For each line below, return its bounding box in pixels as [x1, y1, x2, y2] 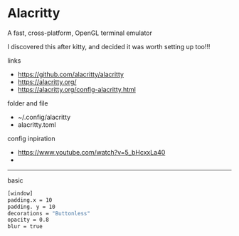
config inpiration [7, 134, 55, 143]
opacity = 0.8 [7, 216, 50, 224]
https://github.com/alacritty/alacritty [17, 70, 124, 78]
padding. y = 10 [7, 203, 55, 210]
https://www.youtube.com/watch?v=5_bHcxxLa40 [17, 148, 166, 156]
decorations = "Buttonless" [7, 210, 91, 217]
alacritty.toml [17, 120, 56, 129]
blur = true [7, 223, 43, 230]
